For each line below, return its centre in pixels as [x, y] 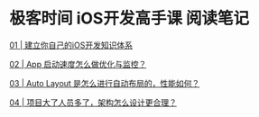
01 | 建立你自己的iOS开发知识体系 [71, 45]
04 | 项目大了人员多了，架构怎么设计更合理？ [93, 102]
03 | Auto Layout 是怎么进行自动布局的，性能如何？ [105, 83]
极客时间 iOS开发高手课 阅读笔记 [129, 18]
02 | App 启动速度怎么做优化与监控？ [78, 64]
